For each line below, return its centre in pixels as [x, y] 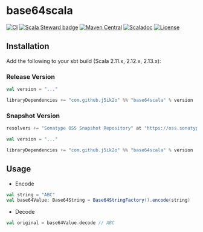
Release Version [31, 76]
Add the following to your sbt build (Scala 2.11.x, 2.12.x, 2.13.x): [84, 61]
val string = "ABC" [31, 194]
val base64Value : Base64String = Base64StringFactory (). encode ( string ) [98, 201]
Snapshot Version [33, 116]
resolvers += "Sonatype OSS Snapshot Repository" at [74, 128]
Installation [28, 46]
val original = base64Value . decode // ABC [60, 223]
